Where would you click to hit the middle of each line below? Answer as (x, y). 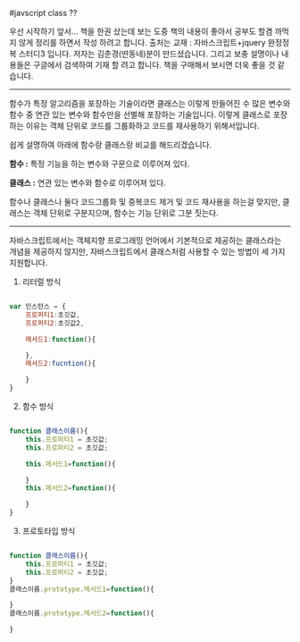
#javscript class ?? (43, 13)
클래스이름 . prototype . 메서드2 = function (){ (82, 613)
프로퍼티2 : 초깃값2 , (55, 323)
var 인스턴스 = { (38, 307)
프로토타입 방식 (49, 531)
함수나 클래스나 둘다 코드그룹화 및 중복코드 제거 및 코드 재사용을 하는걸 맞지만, (145, 202)
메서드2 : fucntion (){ (61, 364)
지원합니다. (29, 262)
